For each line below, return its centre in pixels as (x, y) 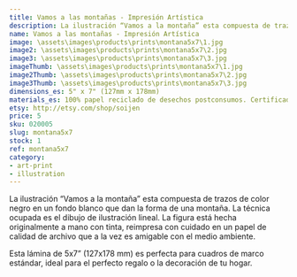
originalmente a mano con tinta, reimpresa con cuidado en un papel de (138, 227)
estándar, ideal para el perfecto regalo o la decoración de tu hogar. (131, 263)
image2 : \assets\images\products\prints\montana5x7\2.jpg (118, 50)
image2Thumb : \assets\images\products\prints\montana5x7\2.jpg (128, 75)
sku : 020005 (31, 125)
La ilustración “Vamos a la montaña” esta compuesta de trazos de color (139, 199)
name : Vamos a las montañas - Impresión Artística (104, 34)
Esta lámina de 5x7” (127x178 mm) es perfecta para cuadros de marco (137, 254)
